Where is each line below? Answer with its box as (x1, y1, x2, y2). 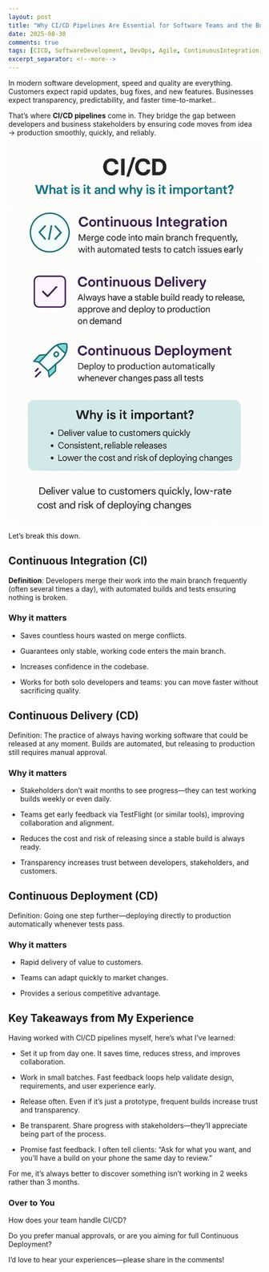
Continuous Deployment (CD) (8, 890, 159, 903)
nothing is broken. (8, 592, 68, 602)
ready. (19, 842, 42, 851)
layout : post (8, 13, 52, 21)
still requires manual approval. (8, 747, 108, 757)
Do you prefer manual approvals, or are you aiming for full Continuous (8, 1231, 239, 1241)
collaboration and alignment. (19, 818, 114, 827)
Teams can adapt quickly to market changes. (19, 973, 169, 983)
